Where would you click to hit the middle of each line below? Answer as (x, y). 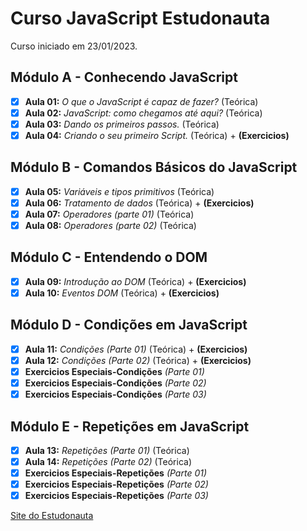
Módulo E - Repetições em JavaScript (130, 426)
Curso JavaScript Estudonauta (140, 18)
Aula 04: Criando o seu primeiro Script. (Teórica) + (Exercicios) (157, 135)
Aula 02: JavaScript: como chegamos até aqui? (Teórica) (143, 113)
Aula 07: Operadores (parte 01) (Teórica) (109, 214)
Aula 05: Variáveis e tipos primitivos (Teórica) (119, 191)
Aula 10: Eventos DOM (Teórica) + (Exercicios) (122, 293)
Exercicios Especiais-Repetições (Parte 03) (116, 496)
